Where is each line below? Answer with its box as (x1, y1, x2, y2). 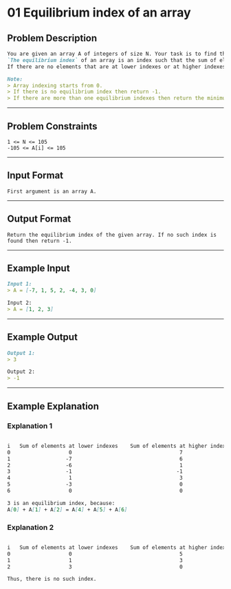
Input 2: (7, 299, 32, 307)
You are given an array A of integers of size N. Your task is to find (7, 50, 217, 57)
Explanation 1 (7, 421, 53, 431)
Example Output (7, 332, 78, 343)
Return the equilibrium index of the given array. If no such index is (7, 231, 217, 238)
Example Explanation (7, 400, 100, 412)
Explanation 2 (7, 522, 54, 532)
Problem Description (7, 32, 98, 44)
